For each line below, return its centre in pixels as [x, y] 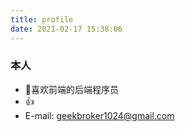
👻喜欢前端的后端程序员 [71, 89]
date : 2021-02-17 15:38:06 [66, 29]
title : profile [42, 19]
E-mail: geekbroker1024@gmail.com [99, 115]
